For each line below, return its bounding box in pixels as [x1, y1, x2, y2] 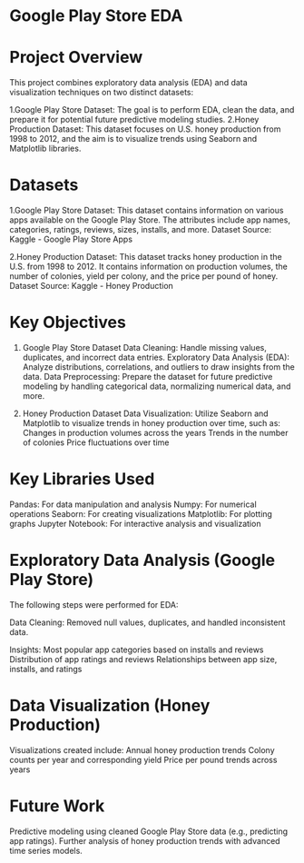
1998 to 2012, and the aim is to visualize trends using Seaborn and [9, 134, 258, 144]
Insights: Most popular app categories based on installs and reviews [9, 644, 265, 655]
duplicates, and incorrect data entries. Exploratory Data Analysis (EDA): [22, 352, 290, 362]
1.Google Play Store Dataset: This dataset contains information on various [9, 205, 284, 216]
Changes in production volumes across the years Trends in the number [22, 428, 289, 438]
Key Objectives [9, 312, 127, 332]
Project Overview [9, 47, 143, 68]
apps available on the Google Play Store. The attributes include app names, [9, 214, 290, 225]
